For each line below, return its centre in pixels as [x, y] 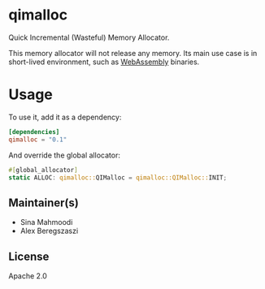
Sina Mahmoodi [46, 222]
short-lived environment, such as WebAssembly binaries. [104, 62]
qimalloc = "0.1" [38, 140]
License [29, 256]
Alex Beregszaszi [49, 231]
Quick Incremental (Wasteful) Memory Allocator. [89, 37]
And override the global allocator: [64, 155]
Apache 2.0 [28, 276]
